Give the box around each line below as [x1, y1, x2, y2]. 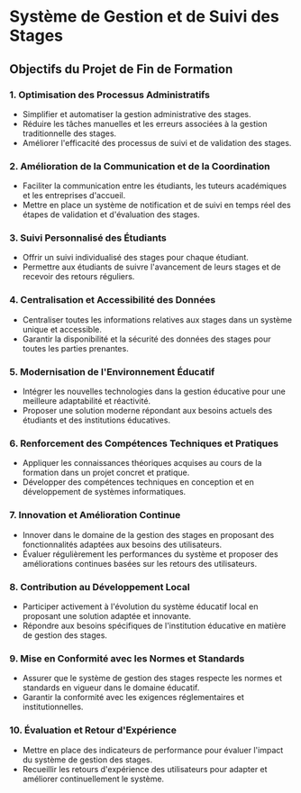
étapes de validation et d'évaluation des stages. [22, 209, 200, 220]
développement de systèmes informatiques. [22, 487, 187, 497]
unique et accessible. [22, 324, 102, 334]
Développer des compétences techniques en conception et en [22, 477, 255, 488]
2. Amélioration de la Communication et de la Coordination [9, 160, 270, 172]
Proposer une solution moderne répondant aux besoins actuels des [22, 406, 273, 416]
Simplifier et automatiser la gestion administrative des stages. [22, 108, 251, 119]
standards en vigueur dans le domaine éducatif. [22, 682, 200, 693]
